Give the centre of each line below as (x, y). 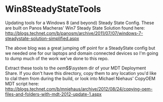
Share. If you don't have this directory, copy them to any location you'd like (81, 73)
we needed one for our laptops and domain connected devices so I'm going (82, 53)
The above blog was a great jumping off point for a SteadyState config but (80, 48)
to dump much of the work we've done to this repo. (57, 58)
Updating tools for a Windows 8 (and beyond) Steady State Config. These (80, 23)
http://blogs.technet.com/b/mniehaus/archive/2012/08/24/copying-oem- (79, 89)
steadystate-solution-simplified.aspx (42, 38)
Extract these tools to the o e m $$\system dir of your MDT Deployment (76, 68)
